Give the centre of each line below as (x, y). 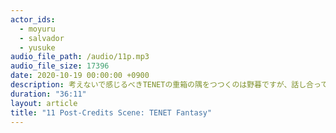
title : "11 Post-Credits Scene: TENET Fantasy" (111, 112)
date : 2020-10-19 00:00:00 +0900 (80, 76)
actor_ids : (33, 19)
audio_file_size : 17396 (60, 66)
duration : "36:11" (48, 94)
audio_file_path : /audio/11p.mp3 (80, 57)
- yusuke (37, 47)
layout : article (44, 103)
